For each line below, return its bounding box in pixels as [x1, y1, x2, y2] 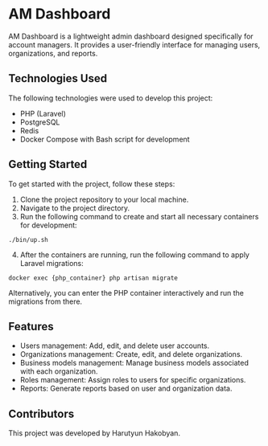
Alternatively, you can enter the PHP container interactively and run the [8, 288, 244, 297]
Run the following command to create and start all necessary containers [19, 211, 259, 221]
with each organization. [19, 366, 98, 376]
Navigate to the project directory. [19, 203, 130, 213]
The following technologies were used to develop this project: [8, 93, 213, 103]
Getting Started [8, 158, 88, 171]
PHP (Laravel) [19, 108, 67, 118]
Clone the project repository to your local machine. [19, 194, 189, 204]
